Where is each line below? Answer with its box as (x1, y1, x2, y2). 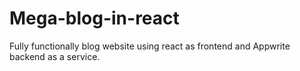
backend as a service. (9, 50, 101, 62)
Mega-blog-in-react (9, 7, 180, 30)
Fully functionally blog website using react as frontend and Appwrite (9, 40, 291, 52)
